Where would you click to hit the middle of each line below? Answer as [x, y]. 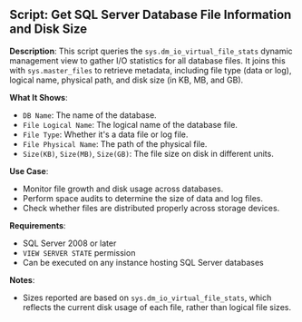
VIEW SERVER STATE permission [79, 252]
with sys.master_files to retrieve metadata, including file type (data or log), [151, 70]
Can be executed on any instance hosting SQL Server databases [143, 262]
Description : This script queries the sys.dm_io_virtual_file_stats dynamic [151, 51]
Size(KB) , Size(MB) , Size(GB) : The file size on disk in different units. [148, 153]
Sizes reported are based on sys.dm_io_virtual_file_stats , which [147, 298]
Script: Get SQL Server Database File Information [151, 15]
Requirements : [38, 225]
